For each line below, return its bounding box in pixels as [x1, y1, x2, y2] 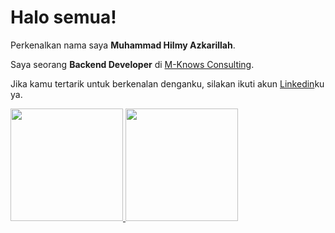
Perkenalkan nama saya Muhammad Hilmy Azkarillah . [10, 39, 236, 51]
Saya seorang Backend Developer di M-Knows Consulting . [10, 58, 255, 70]
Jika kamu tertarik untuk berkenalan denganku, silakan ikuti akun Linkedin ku [10, 77, 325, 90]
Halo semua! [10, 6, 117, 29]
